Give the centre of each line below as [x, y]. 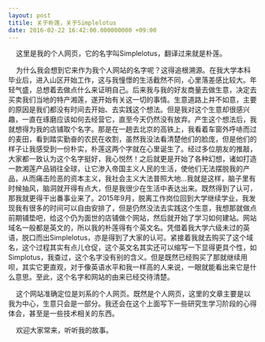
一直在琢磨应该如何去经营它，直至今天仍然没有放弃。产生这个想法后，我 [139, 120]
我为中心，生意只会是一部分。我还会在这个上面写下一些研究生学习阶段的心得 [132, 303]
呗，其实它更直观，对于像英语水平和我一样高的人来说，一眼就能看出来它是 [129, 267]
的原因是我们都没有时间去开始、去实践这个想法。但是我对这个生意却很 [122, 110]
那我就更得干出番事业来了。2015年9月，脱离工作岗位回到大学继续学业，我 [129, 199]
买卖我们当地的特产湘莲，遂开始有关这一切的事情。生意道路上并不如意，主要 [132, 100]
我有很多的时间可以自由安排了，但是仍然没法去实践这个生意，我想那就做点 [136, 208]
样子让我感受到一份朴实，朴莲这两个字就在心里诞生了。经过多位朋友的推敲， [132, 149]
